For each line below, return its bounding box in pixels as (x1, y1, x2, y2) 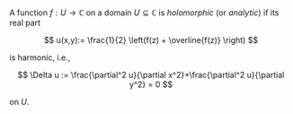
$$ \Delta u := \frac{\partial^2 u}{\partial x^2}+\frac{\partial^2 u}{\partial (17, 70, 285, 80)
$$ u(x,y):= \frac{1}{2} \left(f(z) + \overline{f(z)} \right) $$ (43, 35, 259, 45)
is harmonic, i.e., (9, 52, 71, 63)
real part (9, 17, 41, 28)
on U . (9, 97, 30, 107)
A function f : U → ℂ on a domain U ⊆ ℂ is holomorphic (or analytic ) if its (9, 7, 280, 18)
